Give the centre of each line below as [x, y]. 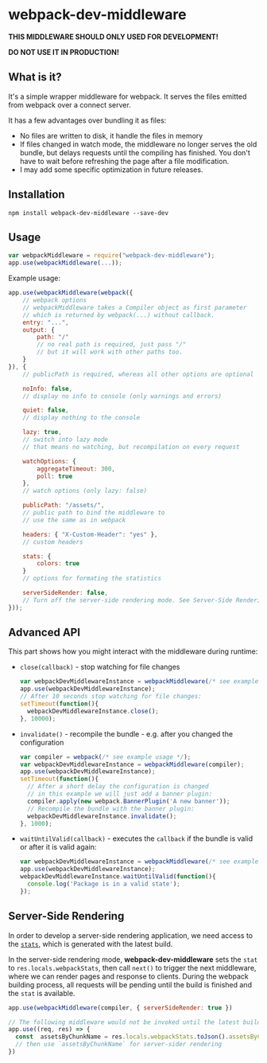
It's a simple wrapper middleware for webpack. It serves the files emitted [128, 96]
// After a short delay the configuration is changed [118, 787]
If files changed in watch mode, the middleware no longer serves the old [138, 144]
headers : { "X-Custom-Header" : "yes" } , [90, 534]
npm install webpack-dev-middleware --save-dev [89, 213]
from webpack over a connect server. [70, 104]
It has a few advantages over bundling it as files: [87, 120]
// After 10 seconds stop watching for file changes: [110, 697]
